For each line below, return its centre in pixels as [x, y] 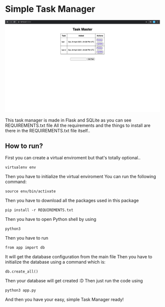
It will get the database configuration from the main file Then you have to [79, 257]
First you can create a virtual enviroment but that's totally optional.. [73, 158]
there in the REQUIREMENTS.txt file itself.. [48, 130]
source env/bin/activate [30, 191]
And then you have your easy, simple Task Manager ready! [65, 300]
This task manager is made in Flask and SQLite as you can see [68, 120]
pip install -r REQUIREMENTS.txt [39, 210]
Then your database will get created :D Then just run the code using [74, 281]
